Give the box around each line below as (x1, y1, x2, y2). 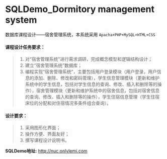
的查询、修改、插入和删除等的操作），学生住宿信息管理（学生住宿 (25, 94, 160, 100)
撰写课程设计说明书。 (25, 137, 69, 143)
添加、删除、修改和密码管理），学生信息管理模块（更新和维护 (34, 75, 160, 81)
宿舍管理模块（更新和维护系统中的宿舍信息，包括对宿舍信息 (36, 88, 160, 94)
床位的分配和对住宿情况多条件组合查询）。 (25, 100, 112, 106)
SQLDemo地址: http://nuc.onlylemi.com (5, 148, 88, 154)
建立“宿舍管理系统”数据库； (25, 62, 82, 68)
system (5, 14, 37, 26)
